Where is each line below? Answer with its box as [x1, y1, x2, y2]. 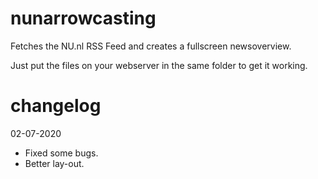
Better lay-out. [24, 157, 85, 169]
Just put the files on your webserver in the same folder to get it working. [10, 59, 308, 71]
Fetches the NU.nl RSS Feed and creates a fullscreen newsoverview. [10, 40, 292, 52]
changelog [10, 95, 102, 117]
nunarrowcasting [10, 7, 157, 30]
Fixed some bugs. [24, 147, 99, 159]
